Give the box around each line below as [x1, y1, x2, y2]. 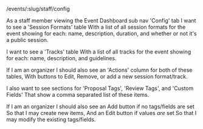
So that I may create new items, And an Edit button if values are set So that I [6, 110, 197, 116]
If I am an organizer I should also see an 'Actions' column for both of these [6, 66, 193, 74]
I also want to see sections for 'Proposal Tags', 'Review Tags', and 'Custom [6, 85, 194, 92]
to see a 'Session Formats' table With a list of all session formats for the [6, 24, 186, 30]
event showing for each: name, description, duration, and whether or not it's [6, 30, 197, 37]
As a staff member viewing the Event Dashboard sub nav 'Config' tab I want [6, 17, 196, 24]
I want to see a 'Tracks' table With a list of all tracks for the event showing [6, 48, 191, 55]
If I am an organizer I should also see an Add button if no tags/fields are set [6, 103, 194, 110]
